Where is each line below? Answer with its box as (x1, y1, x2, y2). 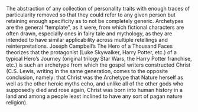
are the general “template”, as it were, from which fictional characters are (6, 24, 184, 31)
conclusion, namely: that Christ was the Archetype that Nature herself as (6, 74, 183, 81)
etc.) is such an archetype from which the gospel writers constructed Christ (6, 61, 191, 68)
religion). (6, 99, 28, 106)
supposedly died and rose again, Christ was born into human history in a (6, 87, 183, 93)
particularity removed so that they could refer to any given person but (6, 11, 176, 18)
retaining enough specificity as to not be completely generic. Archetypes (6, 18, 184, 24)
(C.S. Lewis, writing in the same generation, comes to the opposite (6, 68, 168, 74)
